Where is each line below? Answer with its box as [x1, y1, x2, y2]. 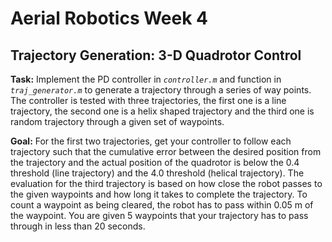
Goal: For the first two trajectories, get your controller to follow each [10, 135, 292, 147]
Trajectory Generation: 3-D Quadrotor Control [10, 47, 302, 64]
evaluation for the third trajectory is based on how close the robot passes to [10, 178, 323, 189]
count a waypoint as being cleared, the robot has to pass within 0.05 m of [10, 199, 314, 211]
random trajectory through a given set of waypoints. [10, 116, 225, 127]
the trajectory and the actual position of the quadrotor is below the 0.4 [10, 157, 300, 168]
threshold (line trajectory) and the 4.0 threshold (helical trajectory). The [10, 167, 305, 179]
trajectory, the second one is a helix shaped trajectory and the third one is [10, 105, 315, 117]
